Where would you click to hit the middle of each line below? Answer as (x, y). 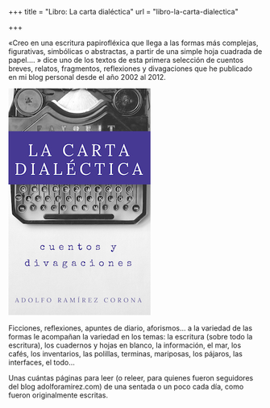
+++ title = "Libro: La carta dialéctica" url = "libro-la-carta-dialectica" (124, 12)
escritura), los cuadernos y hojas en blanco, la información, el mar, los (125, 345)
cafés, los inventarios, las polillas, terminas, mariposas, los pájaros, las (126, 354)
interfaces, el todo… (42, 362)
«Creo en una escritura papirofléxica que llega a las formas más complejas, (133, 43)
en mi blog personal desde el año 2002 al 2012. (87, 77)
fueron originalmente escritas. (58, 395)
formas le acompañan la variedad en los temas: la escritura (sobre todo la (131, 337)
